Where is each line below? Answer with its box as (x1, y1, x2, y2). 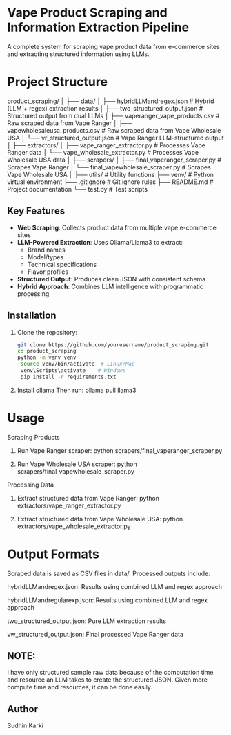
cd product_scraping (17, 348, 77, 355)
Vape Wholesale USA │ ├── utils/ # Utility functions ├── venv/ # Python (7, 170, 214, 178)
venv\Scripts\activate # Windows (20, 367, 126, 374)
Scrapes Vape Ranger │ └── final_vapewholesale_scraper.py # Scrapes (7, 162, 212, 171)
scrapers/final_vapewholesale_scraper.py (17, 467, 134, 475)
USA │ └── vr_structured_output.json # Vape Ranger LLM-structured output (7, 133, 224, 142)
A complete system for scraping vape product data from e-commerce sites (7, 42, 221, 50)
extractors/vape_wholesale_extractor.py (17, 522, 131, 530)
